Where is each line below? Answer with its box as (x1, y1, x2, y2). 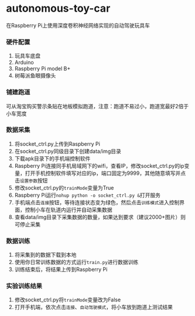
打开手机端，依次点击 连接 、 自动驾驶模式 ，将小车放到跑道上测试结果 (14, 304, 173, 311)
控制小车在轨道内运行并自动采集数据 (25, 206, 112, 213)
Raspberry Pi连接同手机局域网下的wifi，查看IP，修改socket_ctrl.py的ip (14, 162, 184, 169)
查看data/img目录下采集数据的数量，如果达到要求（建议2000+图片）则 (14, 213, 186, 221)
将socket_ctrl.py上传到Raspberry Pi (14, 140, 101, 147)
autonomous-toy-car (6, 2, 111, 15)
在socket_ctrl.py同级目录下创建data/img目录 (14, 147, 121, 154)
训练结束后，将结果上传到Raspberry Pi (14, 266, 108, 273)
